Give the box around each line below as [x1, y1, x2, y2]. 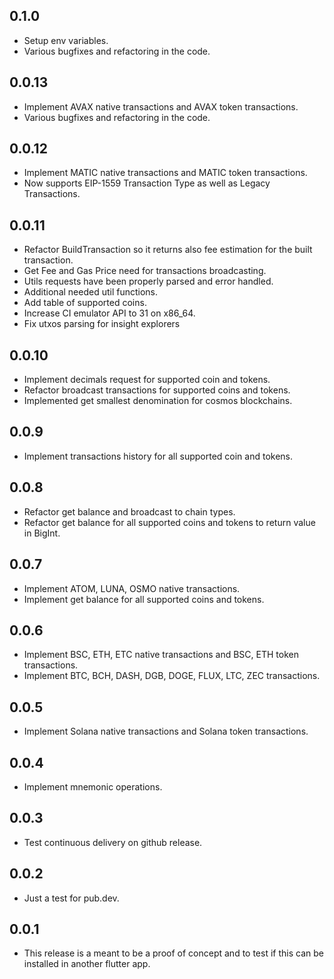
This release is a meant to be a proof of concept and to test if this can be [23, 947, 324, 959]
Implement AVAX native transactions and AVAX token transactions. [23, 100, 299, 113]
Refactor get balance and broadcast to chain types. [23, 505, 236, 518]
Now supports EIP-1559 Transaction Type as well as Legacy [23, 177, 271, 189]
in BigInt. [23, 527, 61, 539]
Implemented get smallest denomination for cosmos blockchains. [23, 395, 293, 407]
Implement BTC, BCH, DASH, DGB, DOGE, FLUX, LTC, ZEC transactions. [23, 670, 321, 682]
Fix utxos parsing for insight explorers [23, 318, 181, 330]
